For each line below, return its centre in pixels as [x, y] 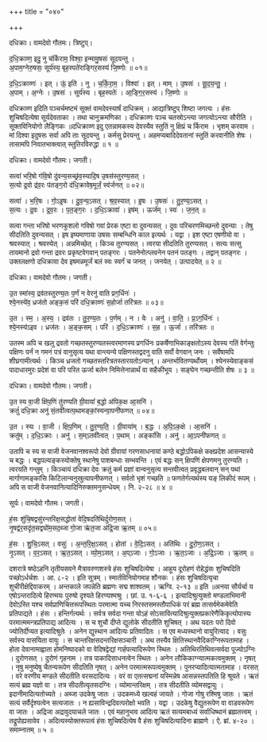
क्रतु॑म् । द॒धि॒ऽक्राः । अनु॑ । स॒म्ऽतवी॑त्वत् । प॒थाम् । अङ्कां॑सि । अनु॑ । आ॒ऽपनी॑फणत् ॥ [117, 435]
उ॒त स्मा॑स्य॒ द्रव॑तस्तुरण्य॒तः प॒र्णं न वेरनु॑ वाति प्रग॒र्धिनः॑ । [73, 293]
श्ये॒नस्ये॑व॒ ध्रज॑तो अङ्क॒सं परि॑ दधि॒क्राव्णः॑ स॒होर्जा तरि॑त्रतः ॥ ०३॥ [86, 302]
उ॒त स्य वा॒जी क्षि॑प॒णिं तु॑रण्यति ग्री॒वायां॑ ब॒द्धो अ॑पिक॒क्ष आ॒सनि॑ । [81, 402]
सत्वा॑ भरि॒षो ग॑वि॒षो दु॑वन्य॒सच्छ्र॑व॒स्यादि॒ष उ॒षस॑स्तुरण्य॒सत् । [77, 176]
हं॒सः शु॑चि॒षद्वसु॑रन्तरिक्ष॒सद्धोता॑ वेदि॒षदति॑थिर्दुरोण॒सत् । [71, 519]
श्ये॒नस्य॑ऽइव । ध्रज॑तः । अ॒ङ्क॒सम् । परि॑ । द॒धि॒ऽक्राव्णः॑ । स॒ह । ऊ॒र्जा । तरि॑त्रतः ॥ [111, 327]
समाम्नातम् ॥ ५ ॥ [31, 730]
